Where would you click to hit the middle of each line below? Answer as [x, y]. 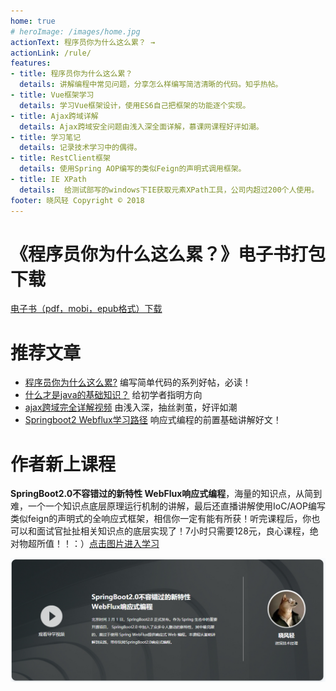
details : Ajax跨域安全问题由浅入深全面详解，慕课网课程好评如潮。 [141, 126]
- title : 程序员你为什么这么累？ [71, 74]
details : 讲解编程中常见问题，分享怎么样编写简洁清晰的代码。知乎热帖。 [151, 85]
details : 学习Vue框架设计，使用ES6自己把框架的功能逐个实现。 [135, 105]
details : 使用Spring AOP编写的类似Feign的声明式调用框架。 [133, 169]
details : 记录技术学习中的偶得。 [80, 148]
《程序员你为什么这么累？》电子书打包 [168, 254]
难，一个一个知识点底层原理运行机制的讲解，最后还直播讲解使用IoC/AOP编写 [168, 506]
